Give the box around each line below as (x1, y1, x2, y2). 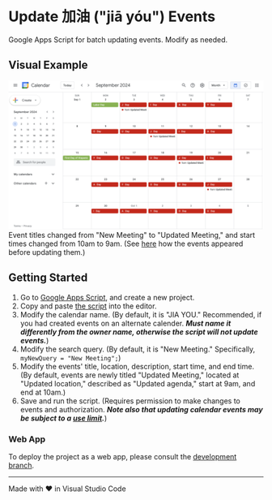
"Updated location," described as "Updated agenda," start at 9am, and (19, 378, 256, 388)
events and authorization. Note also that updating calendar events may (19, 404, 263, 414)
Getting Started (8, 271, 88, 285)
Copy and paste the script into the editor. (19, 301, 157, 311)
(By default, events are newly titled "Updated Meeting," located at (19, 370, 240, 380)
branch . (8, 460, 35, 471)
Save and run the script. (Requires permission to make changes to (19, 395, 240, 406)
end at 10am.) (19, 387, 66, 397)
